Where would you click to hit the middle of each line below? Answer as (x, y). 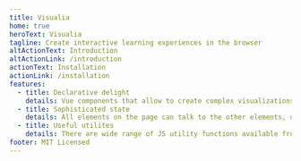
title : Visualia (39, 17)
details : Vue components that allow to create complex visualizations (160, 101)
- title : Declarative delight (73, 92)
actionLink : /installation (60, 76)
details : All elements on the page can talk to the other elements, (156, 117)
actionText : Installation (57, 68)
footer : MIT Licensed (50, 142)
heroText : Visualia (46, 34)
